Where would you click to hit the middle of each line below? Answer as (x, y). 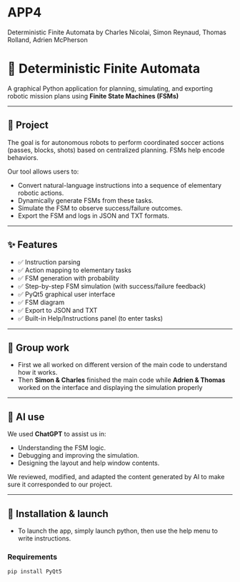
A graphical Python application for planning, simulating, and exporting (110, 88)
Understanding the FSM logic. (62, 448)
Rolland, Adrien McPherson (47, 39)
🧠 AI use (26, 417)
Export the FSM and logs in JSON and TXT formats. (94, 216)
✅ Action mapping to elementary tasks (75, 270)
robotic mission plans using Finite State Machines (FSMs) (93, 96)
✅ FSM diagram (41, 302)
